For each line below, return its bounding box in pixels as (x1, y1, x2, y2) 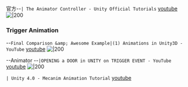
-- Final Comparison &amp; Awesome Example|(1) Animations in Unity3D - (6, 40, 183, 47)
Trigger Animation (6, 26, 59, 34)
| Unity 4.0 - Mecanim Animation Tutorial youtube (6, 75, 132, 82)
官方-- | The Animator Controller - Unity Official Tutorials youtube (6, 5, 178, 12)
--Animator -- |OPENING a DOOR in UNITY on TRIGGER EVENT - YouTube (6, 57, 172, 64)
